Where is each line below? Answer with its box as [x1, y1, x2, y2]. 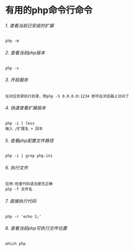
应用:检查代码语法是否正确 [5, 181, 53, 186]
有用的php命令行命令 [5, 5, 93, 16]
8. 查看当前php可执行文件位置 [5, 225, 67, 231]
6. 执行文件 [5, 164, 29, 170]
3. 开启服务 [5, 77, 29, 83]
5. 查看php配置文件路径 [5, 137, 54, 144]
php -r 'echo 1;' [5, 214, 42, 219]
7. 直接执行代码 [5, 198, 37, 204]
